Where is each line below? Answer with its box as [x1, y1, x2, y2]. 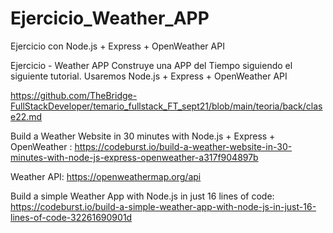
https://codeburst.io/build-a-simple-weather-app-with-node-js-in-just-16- [10, 200, 317, 212]
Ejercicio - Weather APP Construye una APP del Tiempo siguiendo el [10, 59, 293, 71]
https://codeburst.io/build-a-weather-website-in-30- [74, 140, 293, 152]
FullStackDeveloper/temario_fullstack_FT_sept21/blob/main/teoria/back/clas [10, 100, 323, 112]
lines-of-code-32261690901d [10, 211, 133, 223]
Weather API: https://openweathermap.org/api [10, 170, 202, 182]
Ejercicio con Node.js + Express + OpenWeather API [10, 40, 225, 52]
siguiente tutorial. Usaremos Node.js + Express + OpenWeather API [10, 70, 288, 82]
